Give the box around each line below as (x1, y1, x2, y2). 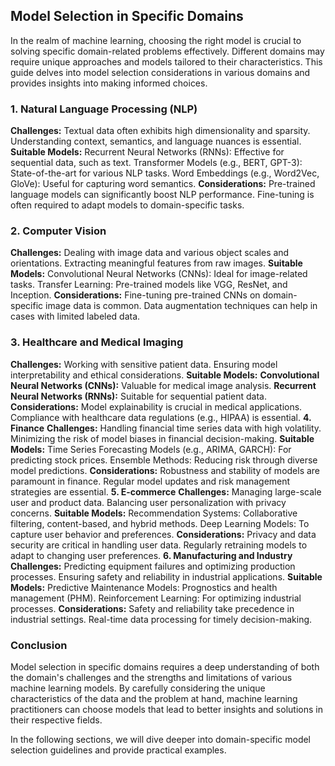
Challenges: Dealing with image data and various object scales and (10, 247, 290, 259)
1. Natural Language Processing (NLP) (10, 102, 198, 116)
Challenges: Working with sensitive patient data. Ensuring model (10, 358, 278, 370)
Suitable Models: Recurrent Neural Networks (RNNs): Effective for (10, 146, 285, 158)
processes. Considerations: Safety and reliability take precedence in (10, 602, 295, 614)
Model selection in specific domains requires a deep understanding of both (10, 661, 320, 673)
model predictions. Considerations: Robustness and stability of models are (10, 464, 321, 476)
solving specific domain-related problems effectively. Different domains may (10, 45, 325, 57)
